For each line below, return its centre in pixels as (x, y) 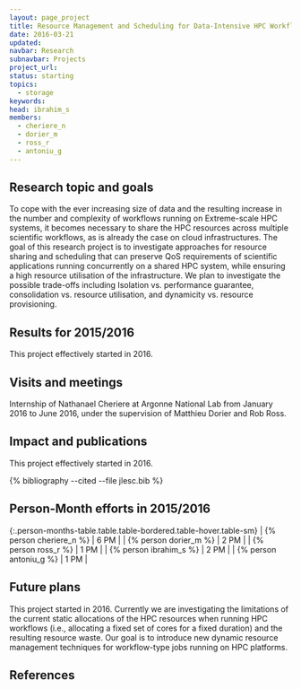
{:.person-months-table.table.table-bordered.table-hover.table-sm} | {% (142, 530)
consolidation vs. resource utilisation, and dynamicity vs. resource (131, 295)
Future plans (45, 587)
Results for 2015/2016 (72, 332)
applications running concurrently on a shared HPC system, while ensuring (147, 266)
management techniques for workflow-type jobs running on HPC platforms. (149, 647)
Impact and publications (78, 442)
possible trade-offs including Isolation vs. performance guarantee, (132, 285)
